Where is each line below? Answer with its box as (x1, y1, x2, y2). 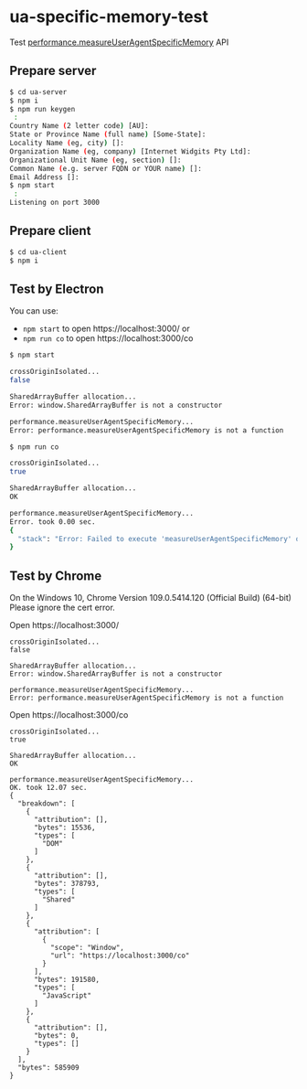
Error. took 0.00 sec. (9, 517, 96, 527)
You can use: (9, 305, 59, 316)
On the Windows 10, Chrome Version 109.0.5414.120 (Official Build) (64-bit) (9, 593, 292, 603)
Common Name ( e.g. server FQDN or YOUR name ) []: (9, 164, 203, 173)
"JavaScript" (42, 991, 92, 1000)
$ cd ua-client (9, 247, 68, 257)
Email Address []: (9, 172, 79, 182)
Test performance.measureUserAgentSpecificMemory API (9, 37, 229, 48)
